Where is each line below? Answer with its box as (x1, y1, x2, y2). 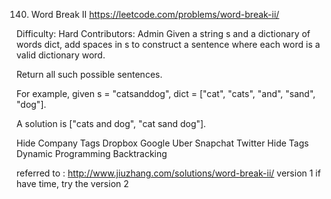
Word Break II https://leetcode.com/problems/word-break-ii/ (30, 9, 280, 20)
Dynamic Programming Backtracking (16, 148, 168, 159)
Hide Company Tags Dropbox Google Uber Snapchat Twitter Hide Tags (16, 137, 309, 149)
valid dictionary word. (16, 49, 106, 61)
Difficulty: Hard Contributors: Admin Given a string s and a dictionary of (16, 28, 311, 39)
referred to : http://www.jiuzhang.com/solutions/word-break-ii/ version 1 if (16, 167, 321, 179)
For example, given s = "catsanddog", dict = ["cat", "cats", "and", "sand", (16, 88, 316, 99)
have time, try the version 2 (16, 178, 129, 189)
